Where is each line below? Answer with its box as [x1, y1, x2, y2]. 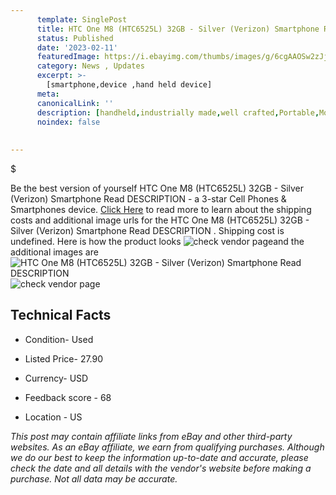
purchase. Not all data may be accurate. [10, 472, 178, 485]
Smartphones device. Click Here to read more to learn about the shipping [10, 204, 312, 215]
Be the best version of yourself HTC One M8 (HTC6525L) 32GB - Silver [10, 182, 305, 194]
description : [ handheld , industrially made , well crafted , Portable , [36, 107, 320, 118]
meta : [36, 89, 60, 99]
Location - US [24, 411, 83, 423]
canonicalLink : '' [36, 98, 114, 108]
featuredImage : [36, 52, 101, 62]
